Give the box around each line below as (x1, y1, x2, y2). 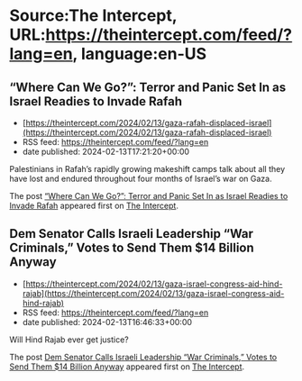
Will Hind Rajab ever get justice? (9, 334, 129, 345)
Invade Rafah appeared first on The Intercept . (9, 200, 178, 211)
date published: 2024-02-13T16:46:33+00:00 (22, 316, 192, 327)
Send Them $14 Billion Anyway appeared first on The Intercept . (9, 361, 245, 372)
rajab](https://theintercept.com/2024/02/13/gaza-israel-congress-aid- (22, 287, 285, 298)
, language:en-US (72, 44, 207, 64)
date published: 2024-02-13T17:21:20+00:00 (22, 146, 190, 157)
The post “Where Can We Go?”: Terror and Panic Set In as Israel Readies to (9, 191, 288, 201)
